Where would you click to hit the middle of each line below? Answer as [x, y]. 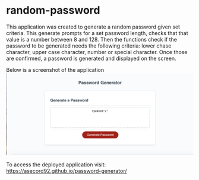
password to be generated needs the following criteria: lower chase [89, 46]
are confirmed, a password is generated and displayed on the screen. [91, 58]
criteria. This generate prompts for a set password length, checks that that [97, 33]
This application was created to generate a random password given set [93, 27]
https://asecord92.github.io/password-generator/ [67, 170]
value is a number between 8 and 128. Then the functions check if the [91, 39]
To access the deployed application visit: [56, 165]
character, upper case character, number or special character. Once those [97, 52]
